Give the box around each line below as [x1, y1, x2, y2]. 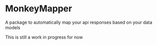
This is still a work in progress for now [5, 34, 83, 40]
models [5, 24, 21, 30]
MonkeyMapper [5, 3, 73, 14]
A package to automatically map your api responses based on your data [5, 19, 153, 25]
